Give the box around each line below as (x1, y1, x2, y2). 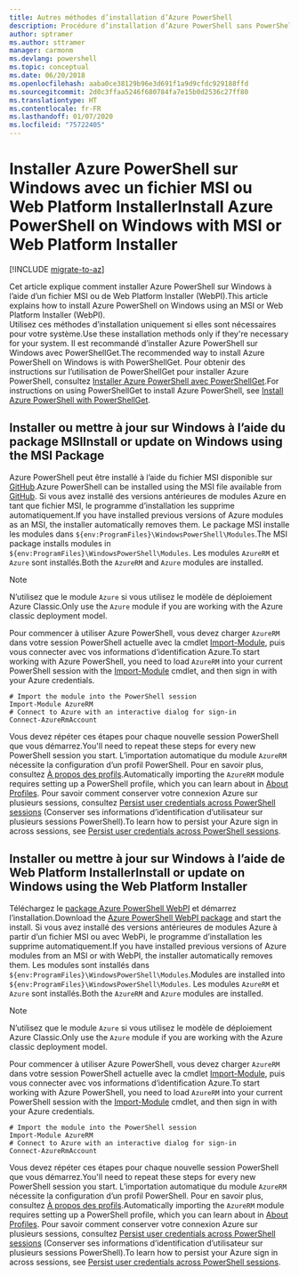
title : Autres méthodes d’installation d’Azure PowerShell (9, 12, 233, 22)
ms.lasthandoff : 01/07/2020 (9, 112, 114, 121)
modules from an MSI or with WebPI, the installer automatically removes (9, 949, 273, 961)
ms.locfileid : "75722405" (9, 121, 105, 130)
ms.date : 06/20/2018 (9, 71, 86, 80)
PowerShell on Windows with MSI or (9, 215, 282, 236)
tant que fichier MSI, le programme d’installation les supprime (9, 500, 235, 511)
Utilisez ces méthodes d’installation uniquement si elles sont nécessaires (9, 319, 277, 329)
